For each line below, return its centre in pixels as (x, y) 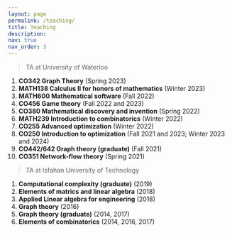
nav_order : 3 (27, 47)
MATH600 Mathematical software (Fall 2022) (86, 96)
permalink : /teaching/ (42, 21)
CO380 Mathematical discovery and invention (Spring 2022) (109, 111)
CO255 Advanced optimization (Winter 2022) (86, 126)
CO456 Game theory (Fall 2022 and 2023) (81, 103)
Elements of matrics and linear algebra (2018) (87, 191)
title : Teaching (32, 27)
